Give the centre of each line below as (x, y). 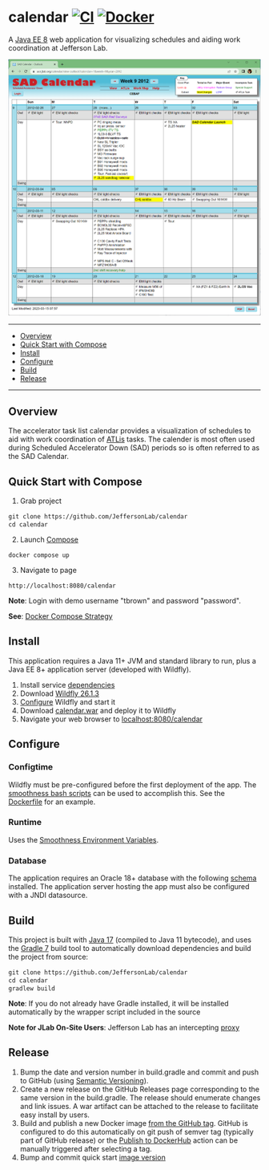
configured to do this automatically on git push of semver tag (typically (137, 1131)
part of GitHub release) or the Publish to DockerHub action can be (129, 1140)
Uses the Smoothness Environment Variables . (83, 839)
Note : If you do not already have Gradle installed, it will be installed (119, 1003)
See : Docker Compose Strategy (61, 616)
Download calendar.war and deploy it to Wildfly (98, 710)
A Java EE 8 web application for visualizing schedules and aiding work (124, 39)
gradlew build (32, 988)
